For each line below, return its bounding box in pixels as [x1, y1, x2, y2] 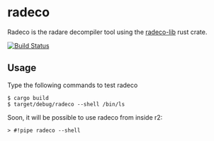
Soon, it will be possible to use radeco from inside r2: [7, 113, 163, 121]
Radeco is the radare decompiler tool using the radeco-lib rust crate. [7, 28, 208, 36]
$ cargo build [7, 94, 50, 101]
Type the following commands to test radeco [7, 81, 138, 89]
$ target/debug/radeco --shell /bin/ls [7, 101, 125, 108]
